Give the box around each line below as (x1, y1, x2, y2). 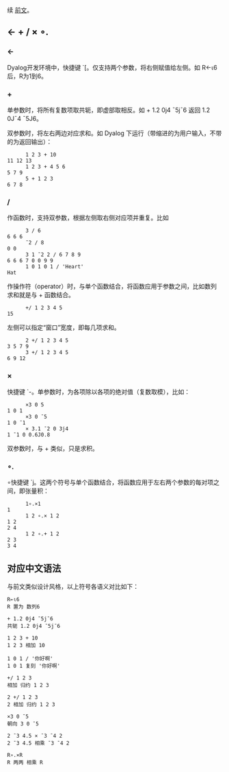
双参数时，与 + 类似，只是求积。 (7, 444, 99, 452)
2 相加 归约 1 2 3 (7, 701, 55, 708)
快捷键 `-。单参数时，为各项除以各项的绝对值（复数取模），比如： (7, 387, 190, 396)
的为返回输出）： (7, 137, 53, 145)
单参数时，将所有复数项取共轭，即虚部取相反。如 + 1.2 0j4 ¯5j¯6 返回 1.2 (7, 106, 211, 114)
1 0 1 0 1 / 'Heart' (25, 264, 84, 270)
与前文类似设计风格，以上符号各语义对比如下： (7, 582, 139, 590)
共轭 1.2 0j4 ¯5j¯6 (7, 622, 61, 629)
